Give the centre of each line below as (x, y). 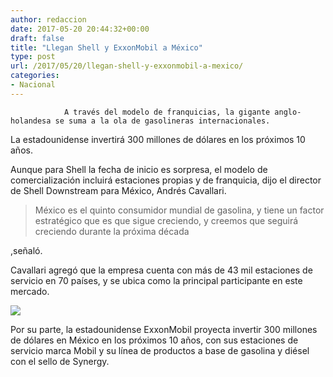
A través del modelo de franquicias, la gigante (167, 112)
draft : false (37, 38)
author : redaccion (48, 19)
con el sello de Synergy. (60, 361)
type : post (33, 57)
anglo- (288, 112)
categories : (35, 76)
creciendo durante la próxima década (112, 231)
